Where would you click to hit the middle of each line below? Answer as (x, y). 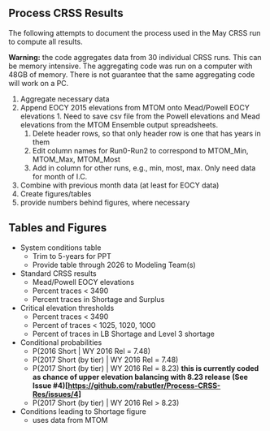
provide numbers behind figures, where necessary (105, 202)
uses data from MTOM (70, 420)
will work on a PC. (39, 83)
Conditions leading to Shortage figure (83, 411)
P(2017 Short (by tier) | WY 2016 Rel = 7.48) (105, 360)
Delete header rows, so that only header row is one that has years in (147, 133)
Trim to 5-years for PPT (72, 256)
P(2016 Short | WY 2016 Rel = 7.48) (91, 351)
